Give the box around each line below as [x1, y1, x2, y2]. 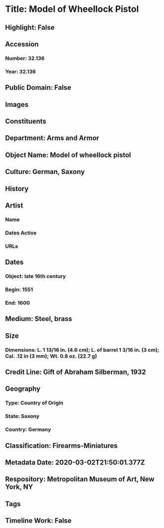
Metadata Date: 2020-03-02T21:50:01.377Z [5, 458, 145, 467]
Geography [5, 385, 41, 393]
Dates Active [5, 229, 37, 236]
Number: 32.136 [5, 54, 45, 61]
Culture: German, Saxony [5, 167, 85, 176]
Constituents [5, 117, 47, 125]
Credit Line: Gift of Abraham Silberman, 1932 [5, 368, 146, 376]
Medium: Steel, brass [5, 315, 72, 323]
